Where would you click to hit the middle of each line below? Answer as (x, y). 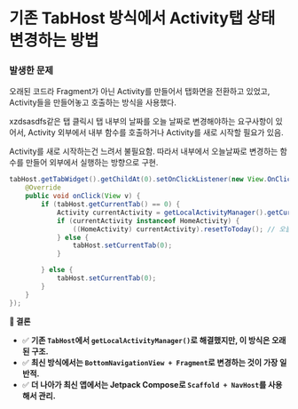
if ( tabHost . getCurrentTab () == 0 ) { (111, 204)
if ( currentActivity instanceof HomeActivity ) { (148, 221)
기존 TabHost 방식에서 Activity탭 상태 (142, 18)
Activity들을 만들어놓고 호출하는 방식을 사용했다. (93, 102)
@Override (43, 188)
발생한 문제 (31, 70)
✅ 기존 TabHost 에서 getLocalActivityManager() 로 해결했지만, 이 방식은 (146, 340)
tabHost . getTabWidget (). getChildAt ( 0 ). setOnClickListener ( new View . (138, 180)
